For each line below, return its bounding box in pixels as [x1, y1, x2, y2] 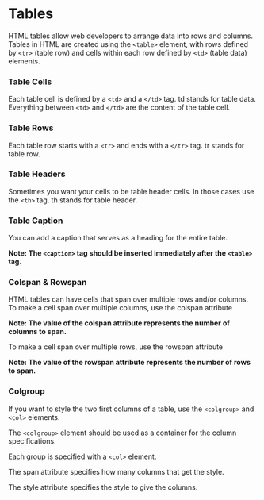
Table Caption [8, 215, 63, 226]
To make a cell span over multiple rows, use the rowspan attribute [8, 342, 224, 352]
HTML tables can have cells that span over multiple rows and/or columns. [8, 294, 249, 304]
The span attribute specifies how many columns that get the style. [8, 467, 224, 476]
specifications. [8, 436, 57, 445]
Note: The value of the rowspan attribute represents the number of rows [8, 358, 251, 367]
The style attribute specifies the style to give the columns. [8, 482, 198, 492]
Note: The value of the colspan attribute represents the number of [8, 318, 230, 328]
